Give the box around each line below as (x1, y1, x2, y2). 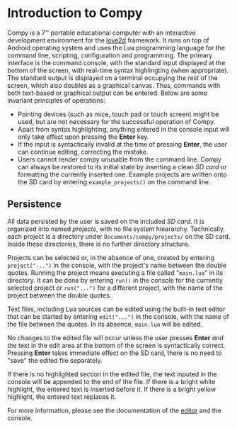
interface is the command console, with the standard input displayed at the (7, 58, 226, 67)
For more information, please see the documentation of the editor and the (7, 406, 221, 415)
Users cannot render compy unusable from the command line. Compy (17, 154, 221, 164)
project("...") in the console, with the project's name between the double (7, 261, 227, 269)
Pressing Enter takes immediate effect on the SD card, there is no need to (7, 349, 222, 357)
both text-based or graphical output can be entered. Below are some (7, 89, 207, 97)
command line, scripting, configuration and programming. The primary (7, 51, 213, 60)
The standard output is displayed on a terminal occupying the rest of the (7, 73, 218, 82)
